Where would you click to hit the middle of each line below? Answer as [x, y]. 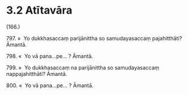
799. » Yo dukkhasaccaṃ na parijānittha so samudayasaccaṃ [83, 67]
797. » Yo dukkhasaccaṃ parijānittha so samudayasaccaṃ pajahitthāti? [94, 38]
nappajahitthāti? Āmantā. [37, 74]
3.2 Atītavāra [39, 10]
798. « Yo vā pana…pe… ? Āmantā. [50, 56]
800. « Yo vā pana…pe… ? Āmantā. [50, 85]
